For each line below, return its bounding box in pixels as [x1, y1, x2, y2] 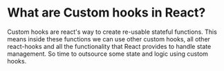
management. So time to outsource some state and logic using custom [7, 50, 209, 58]
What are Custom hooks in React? [7, 5, 206, 21]
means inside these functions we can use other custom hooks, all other [7, 34, 211, 43]
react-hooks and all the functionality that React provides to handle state [7, 42, 212, 50]
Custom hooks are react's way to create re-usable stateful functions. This [7, 28, 218, 36]
